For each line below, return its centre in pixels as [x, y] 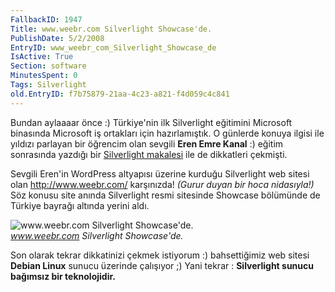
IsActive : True [42, 57]
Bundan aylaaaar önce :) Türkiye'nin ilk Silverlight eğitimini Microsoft [151, 122]
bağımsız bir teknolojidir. [63, 276]
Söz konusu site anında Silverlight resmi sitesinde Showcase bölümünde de [165, 195]
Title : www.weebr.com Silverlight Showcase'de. [111, 29]
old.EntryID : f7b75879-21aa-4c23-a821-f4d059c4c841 [120, 94]
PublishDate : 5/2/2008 [57, 38]
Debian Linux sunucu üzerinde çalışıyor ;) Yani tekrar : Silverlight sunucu [162, 265]
